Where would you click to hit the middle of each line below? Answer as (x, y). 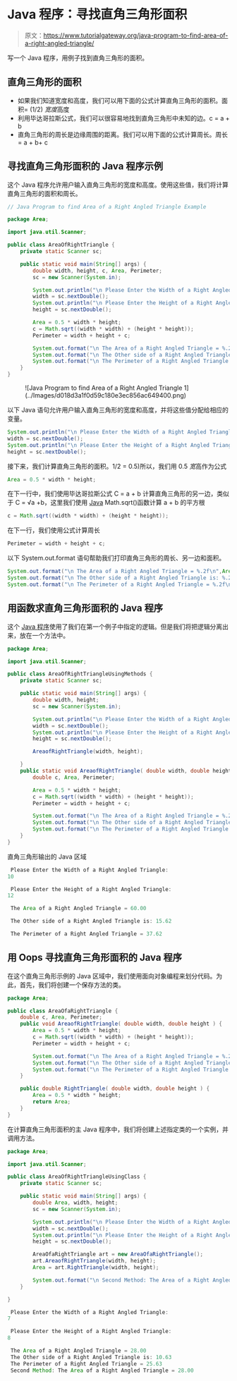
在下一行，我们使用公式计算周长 (54, 530)
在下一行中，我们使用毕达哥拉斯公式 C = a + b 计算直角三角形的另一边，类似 (118, 493)
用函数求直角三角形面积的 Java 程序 (85, 608)
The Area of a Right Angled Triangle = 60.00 (78, 909)
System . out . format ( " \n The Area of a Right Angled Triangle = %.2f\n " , (115, 572)
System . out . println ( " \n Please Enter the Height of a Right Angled (109, 445)
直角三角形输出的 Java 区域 (47, 857)
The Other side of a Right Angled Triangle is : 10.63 (91, 1357)
